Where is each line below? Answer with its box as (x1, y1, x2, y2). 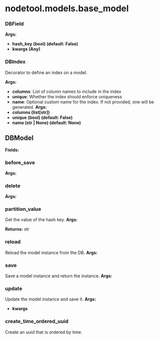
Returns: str (5, 226, 30, 232)
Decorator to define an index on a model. (5, 69, 88, 75)
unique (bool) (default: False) (12, 114, 73, 120)
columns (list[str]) (12, 109, 50, 115)
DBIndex (5, 58, 26, 65)
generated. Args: (12, 104, 47, 110)
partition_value (5, 206, 41, 213)
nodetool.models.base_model (5, 3, 129, 14)
